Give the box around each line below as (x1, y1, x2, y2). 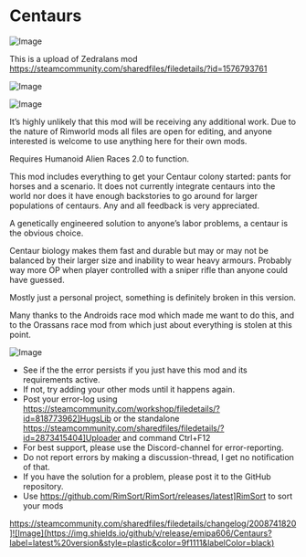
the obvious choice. (9, 227, 84, 238)
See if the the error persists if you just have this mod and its (22, 364, 248, 375)
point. (9, 329, 32, 340)
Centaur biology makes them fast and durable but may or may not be (9, 245, 269, 256)
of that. (22, 461, 50, 472)
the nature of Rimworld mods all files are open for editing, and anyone (9, 125, 272, 137)
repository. (22, 480, 64, 491)
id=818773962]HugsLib (22, 413, 112, 424)
